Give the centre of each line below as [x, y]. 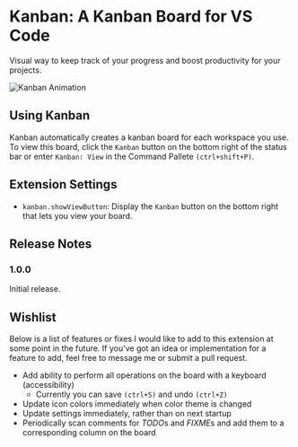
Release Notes [51, 244]
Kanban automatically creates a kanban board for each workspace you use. [149, 137]
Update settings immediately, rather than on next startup [127, 414]
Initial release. [35, 289]
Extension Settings [63, 184]
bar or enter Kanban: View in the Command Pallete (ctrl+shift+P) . [132, 156]
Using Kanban [50, 115]
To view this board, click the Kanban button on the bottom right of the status [148, 146]
